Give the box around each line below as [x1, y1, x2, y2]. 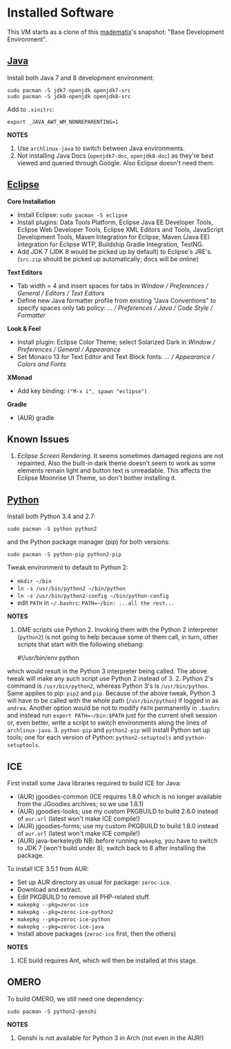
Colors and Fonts [17, 360, 67, 368]
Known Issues [7, 433, 70, 445]
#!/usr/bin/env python [17, 654, 79, 662]
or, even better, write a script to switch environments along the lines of [7, 718, 208, 727]
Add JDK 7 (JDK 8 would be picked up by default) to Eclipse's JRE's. [17, 247, 212, 255]
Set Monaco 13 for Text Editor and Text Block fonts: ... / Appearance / [17, 352, 215, 361]
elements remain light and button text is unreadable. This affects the [17, 466, 212, 475]
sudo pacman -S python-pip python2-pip [7, 551, 122, 558]
